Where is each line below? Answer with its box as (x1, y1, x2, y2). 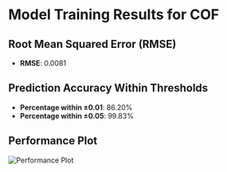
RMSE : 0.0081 (19, 58, 66, 68)
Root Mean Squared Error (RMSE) (8, 37, 177, 51)
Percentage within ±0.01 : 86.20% (19, 102, 133, 112)
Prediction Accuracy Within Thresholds (8, 81, 209, 95)
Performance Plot (8, 134, 98, 148)
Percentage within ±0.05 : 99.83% (19, 111, 134, 120)
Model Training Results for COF (8, 6, 220, 24)
